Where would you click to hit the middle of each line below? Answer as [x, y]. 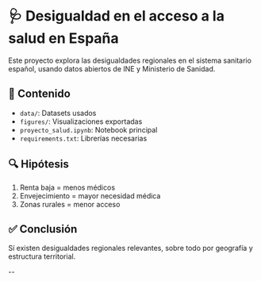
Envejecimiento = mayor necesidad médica [90, 195]
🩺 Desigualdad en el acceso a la [116, 16]
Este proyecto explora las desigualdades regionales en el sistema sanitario [130, 60]
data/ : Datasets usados [58, 113]
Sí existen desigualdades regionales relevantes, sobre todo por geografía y [130, 248]
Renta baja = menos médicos [67, 187]
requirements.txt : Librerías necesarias [83, 138]
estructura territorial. [42, 256]
